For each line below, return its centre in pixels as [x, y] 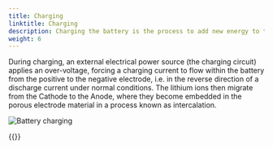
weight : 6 [25, 39]
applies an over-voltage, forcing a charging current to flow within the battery [136, 71]
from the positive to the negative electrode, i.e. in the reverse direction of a [134, 79]
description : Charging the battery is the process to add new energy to [134, 31]
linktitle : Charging [43, 24]
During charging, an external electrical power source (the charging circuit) [133, 62]
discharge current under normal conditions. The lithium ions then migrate [131, 88]
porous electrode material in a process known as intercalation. [113, 105]
